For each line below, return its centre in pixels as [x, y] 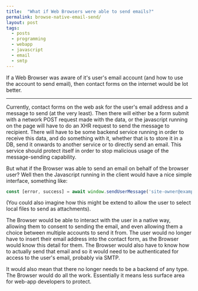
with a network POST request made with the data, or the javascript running [97, 119]
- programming [29, 39]
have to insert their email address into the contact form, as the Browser [92, 239]
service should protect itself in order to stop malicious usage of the [88, 150]
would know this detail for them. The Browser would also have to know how [98, 245]
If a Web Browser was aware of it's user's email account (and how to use [95, 78]
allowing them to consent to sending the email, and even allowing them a [94, 226]
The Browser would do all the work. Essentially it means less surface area [95, 275]
